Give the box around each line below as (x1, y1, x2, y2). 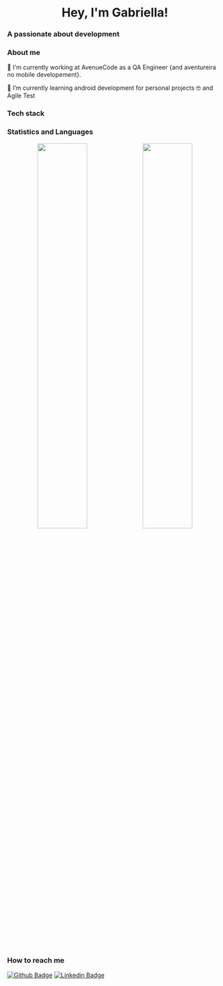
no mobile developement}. (7, 71, 81, 79)
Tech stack (7, 108, 44, 118)
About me (7, 48, 41, 58)
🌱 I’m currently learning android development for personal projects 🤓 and (7, 84, 213, 92)
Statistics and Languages (7, 127, 94, 137)
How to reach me (7, 955, 65, 965)
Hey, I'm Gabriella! (61, 5, 169, 21)
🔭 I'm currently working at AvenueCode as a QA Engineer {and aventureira (7, 63, 217, 71)
